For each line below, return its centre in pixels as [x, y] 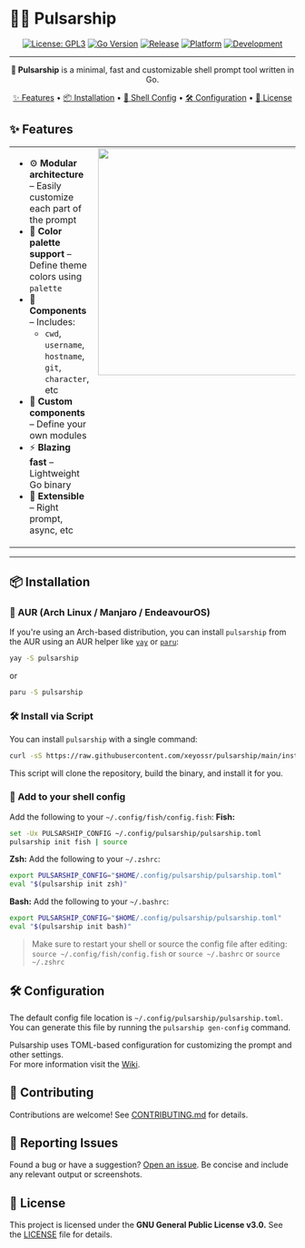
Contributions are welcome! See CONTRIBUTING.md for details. [129, 1115]
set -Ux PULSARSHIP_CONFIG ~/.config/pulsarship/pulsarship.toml [135, 833]
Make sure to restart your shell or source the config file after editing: [159, 944]
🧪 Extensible [57, 496]
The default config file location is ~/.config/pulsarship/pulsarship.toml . [147, 1017]
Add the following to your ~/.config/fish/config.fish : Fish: [123, 817]
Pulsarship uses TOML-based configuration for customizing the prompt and [151, 1045]
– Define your [58, 424]
